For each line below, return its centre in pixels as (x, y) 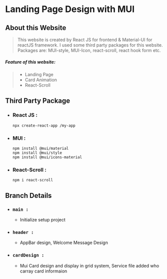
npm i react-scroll (33, 180)
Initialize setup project (43, 219)
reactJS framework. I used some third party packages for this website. (90, 45)
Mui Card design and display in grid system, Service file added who (89, 265)
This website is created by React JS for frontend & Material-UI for (85, 40)
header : (23, 232)
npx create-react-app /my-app (44, 125)
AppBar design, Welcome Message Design (64, 243)
